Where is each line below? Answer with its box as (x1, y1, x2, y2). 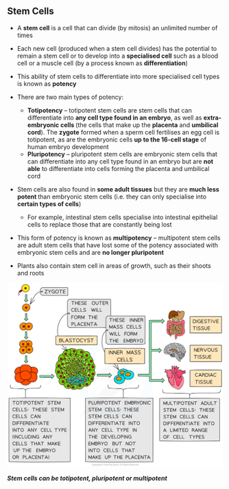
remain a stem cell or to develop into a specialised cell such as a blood (16, 52, 219, 60)
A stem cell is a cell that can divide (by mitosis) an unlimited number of (16, 23, 218, 32)
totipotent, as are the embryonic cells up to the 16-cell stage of (27, 135, 207, 144)
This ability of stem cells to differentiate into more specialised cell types (16, 72, 220, 80)
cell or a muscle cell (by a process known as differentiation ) (16, 58, 189, 67)
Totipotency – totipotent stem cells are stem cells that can (27, 106, 192, 114)
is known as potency (16, 79, 77, 88)
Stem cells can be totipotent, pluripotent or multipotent (7, 474, 168, 483)
